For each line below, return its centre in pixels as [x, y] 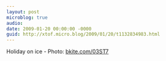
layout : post [23, 12]
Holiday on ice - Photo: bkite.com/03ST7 [58, 51]
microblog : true [27, 18]
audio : [15, 23]
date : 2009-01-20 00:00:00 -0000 [49, 29]
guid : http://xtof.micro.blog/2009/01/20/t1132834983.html [83, 34]
